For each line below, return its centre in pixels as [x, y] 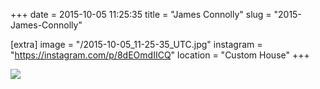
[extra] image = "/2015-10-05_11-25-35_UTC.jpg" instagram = [136, 44]
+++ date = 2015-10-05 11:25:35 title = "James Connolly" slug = [141, 14]
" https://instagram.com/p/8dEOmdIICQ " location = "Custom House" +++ [160, 55]
